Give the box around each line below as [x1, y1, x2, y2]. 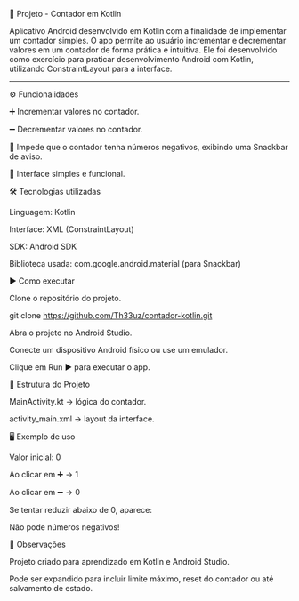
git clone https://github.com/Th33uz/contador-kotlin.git [9, 310, 213, 320]
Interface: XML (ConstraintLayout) [9, 224, 134, 235]
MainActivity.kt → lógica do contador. [9, 397, 147, 406]
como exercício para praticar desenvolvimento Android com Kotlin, [9, 54, 254, 64]
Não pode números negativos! [9, 522, 120, 533]
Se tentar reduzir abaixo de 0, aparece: [9, 505, 153, 515]
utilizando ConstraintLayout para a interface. [9, 63, 173, 74]
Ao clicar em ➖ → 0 [9, 487, 80, 497]
